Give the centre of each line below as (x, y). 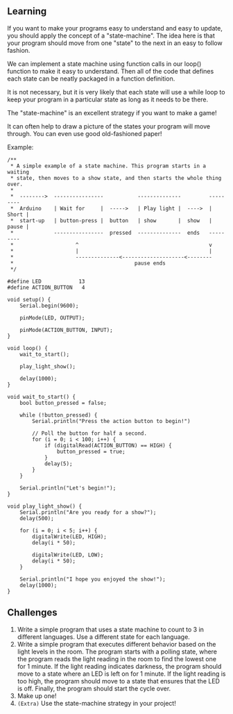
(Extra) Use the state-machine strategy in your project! (97, 703)
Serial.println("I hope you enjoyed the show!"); (93, 579)
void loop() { (28, 348)
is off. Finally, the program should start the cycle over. (94, 688)
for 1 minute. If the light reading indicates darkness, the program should (119, 666)
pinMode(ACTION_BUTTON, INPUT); (66, 330)
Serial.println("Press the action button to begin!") (111, 421)
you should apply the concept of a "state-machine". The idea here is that (111, 35)
